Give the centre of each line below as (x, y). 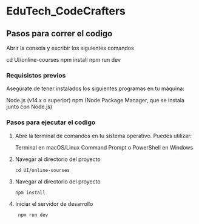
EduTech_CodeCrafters (66, 11)
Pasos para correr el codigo (59, 34)
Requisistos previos (36, 75)
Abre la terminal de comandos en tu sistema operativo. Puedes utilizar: (103, 136)
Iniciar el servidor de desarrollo (54, 203)
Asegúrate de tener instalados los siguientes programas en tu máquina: (96, 88)
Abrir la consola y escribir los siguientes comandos (70, 48)
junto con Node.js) (29, 107)
